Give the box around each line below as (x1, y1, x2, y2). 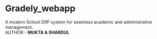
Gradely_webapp (5, 3, 76, 14)
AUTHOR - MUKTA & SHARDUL (5, 29, 70, 35)
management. (5, 24, 33, 30)
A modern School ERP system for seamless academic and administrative (5, 19, 153, 25)
